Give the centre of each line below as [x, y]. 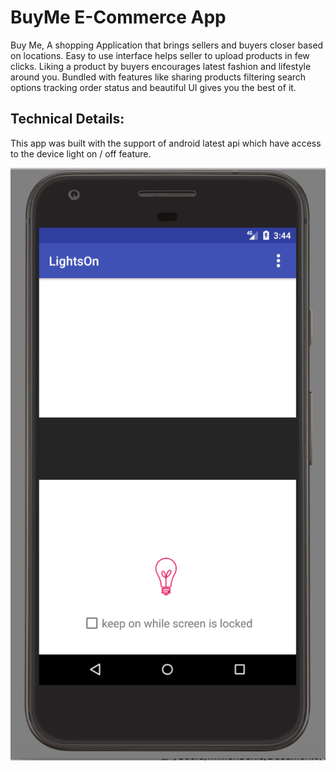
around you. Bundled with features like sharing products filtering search [158, 77]
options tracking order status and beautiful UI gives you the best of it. [153, 87]
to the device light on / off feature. [81, 153]
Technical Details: [67, 119]
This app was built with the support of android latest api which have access [166, 143]
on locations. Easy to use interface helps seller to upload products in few [160, 55]
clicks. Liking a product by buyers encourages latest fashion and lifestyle [161, 66]
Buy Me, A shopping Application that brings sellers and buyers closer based [167, 45]
